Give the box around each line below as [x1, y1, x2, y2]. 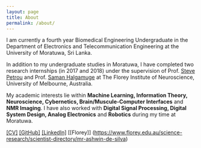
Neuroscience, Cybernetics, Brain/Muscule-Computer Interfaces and [6, 98, 184, 105]
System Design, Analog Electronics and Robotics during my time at [6, 111, 176, 118]
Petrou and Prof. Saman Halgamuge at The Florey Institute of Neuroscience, [6, 73, 194, 81]
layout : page [6, 8, 39, 15]
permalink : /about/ [6, 20, 55, 26]
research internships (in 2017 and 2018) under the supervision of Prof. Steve [6, 67, 196, 75]
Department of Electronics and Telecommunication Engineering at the [6, 43, 179, 50]
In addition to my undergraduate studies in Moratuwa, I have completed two [6, 61, 194, 68]
